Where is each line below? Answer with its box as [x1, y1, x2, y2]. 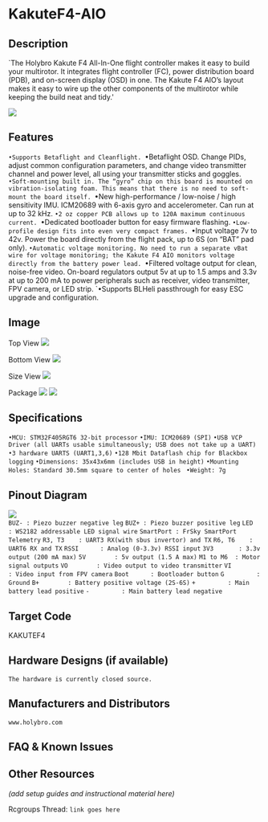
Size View [8, 371, 42, 381]
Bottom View [8, 354, 51, 364]
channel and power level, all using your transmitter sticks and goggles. [8, 169, 242, 178]
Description [8, 37, 68, 51]
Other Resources [8, 767, 95, 781]
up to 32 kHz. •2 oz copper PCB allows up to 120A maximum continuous [8, 208, 246, 218]
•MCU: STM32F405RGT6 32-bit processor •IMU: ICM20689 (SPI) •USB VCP [8, 434, 243, 442]
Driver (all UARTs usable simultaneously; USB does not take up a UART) [8, 441, 257, 449]
